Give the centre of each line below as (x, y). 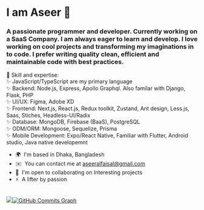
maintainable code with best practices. (65, 62)
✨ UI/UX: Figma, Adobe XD (40, 102)
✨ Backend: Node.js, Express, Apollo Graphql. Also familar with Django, (96, 88)
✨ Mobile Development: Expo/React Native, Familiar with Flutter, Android (97, 136)
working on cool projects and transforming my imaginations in (100, 47)
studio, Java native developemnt (47, 142)
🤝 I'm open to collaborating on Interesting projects (79, 172)
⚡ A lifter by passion (41, 180)
